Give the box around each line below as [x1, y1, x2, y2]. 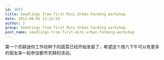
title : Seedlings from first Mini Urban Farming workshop [5, 12, 126, 17]
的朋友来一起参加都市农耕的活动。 [5, 50, 74, 56]
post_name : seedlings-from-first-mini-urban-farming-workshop [5, 30, 135, 35]
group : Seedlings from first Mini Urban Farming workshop [5, 25, 126, 30]
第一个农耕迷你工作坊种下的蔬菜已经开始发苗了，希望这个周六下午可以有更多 [5, 44, 160, 49]
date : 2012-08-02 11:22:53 [5, 16, 60, 21]
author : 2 [5, 20, 25, 26]
